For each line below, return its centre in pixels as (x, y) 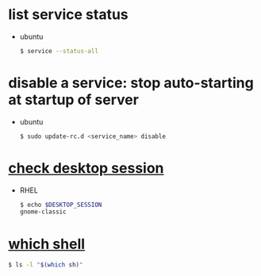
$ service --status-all (59, 51)
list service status (68, 15)
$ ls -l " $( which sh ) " (46, 265)
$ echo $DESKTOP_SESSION (61, 205)
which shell (47, 244)
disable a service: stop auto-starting (131, 83)
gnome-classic (43, 212)
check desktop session (86, 168)
